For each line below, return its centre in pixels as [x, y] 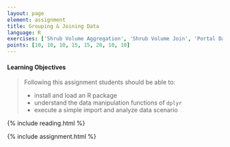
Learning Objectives [37, 67]
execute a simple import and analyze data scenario [106, 110]
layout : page [26, 13]
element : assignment [37, 20]
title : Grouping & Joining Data [53, 26]
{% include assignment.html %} [52, 137]
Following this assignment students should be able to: [100, 82]
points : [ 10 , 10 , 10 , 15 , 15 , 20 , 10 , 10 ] [68, 45]
